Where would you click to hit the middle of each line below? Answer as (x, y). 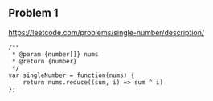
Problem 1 (33, 13)
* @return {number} (45, 61)
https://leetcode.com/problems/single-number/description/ (106, 32)
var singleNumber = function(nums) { (72, 75)
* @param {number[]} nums (55, 54)
